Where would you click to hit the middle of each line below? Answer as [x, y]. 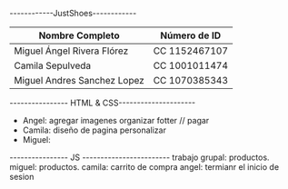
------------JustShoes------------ [73, 13]
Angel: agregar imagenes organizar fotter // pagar [116, 120]
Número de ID [191, 35]
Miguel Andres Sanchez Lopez [79, 80]
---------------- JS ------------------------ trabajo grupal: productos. [139, 157]
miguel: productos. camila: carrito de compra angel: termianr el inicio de [144, 167]
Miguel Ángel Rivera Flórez [71, 51]
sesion [22, 177]
